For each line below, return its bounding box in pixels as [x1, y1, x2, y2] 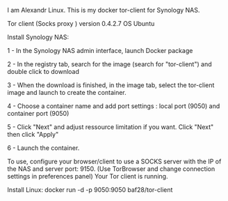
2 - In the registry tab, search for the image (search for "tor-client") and [7, 60, 212, 68]
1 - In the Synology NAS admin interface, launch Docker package [7, 47, 193, 54]
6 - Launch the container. [7, 144, 80, 152]
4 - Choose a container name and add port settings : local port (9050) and [7, 102, 220, 110]
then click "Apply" [7, 131, 59, 138]
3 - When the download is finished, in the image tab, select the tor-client [7, 81, 215, 89]
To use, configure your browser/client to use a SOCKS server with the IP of [7, 157, 222, 165]
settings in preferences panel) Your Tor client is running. [7, 172, 168, 180]
